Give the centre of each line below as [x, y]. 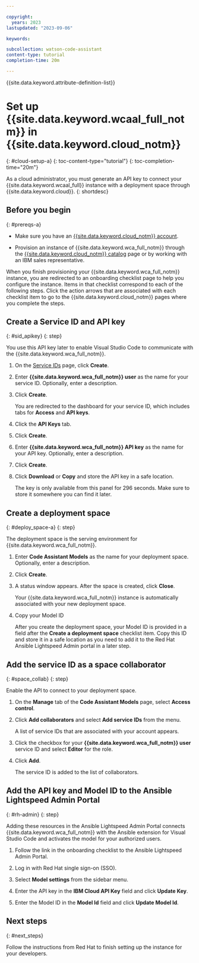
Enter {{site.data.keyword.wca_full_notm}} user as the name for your [102, 377]
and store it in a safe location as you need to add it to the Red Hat [95, 640]
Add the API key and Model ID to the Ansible [89, 791]
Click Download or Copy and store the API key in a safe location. [94, 477]
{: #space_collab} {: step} [37, 679]
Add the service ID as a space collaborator [86, 664]
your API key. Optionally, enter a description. [69, 454]
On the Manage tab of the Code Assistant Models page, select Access [102, 702]
